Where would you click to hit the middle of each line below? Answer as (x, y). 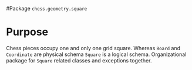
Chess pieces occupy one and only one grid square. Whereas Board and (93, 48)
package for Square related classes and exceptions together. (79, 60)
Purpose (27, 32)
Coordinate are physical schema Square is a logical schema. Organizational (96, 54)
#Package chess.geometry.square (47, 8)
